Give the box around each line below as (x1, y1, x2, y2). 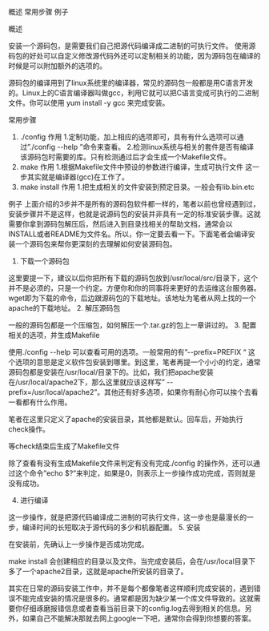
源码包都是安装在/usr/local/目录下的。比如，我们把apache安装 (8, 368, 214, 376)
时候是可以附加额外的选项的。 (8, 61, 106, 70)
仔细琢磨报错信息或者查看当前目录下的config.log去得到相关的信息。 (22, 604, 246, 613)
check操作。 (8, 424, 50, 434)
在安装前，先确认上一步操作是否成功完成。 (8, 540, 149, 549)
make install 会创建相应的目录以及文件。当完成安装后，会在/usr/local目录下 (8, 557, 256, 566)
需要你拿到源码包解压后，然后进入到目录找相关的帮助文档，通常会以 (8, 219, 233, 228)
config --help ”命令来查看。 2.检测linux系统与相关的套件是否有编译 (34, 143, 255, 151)
